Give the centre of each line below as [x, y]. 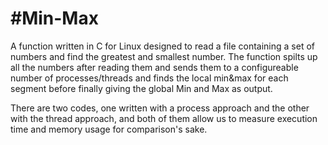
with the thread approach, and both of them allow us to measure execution [164, 118]
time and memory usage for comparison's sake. [109, 129]
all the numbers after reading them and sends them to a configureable [154, 67]
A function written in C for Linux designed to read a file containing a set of [162, 46]
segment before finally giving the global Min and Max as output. [141, 88]
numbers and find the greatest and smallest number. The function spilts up [164, 56]
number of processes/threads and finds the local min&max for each [149, 78]
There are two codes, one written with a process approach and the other [160, 108]
